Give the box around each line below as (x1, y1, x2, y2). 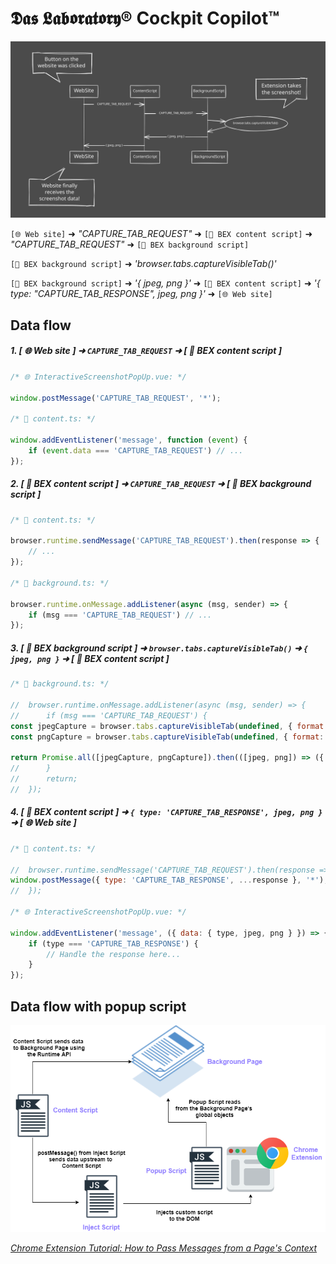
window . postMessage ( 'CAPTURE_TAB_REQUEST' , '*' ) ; (10, 393, 222, 403)
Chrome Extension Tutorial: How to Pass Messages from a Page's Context (10, 1242, 318, 1254)
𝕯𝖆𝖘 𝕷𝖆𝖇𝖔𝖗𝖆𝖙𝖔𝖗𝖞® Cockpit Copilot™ (10, 7, 280, 30)
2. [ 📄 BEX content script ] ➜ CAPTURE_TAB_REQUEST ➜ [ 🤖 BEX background (10, 478, 312, 490)
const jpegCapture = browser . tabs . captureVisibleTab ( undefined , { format (10, 721, 325, 731)
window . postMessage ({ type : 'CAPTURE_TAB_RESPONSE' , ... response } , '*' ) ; (10, 875, 329, 886)
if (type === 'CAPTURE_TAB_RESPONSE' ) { (28, 938, 199, 949)
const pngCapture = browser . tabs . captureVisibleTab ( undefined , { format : (10, 732, 325, 742)
